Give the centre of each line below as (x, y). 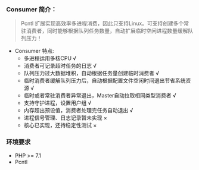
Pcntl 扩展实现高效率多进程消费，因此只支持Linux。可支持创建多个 (102, 23)
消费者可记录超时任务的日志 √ (60, 66)
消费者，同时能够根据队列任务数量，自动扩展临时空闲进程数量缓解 (107, 31)
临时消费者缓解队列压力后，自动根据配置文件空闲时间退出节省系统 (105, 81)
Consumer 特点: (35, 51)
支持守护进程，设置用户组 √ (57, 103)
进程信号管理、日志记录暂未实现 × (65, 118)
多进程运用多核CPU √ (50, 58)
